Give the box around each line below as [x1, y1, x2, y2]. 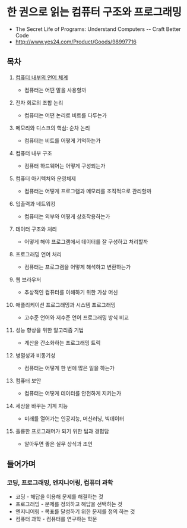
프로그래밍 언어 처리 [15, 250, 62, 257]
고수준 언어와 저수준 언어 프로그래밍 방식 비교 [24, 313, 129, 321]
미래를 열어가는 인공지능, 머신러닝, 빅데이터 [24, 414, 125, 422]
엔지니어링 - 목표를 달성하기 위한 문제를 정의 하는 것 [15, 508, 135, 515]
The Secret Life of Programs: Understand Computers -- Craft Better [15, 25, 181, 33]
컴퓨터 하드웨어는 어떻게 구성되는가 [24, 162, 106, 169]
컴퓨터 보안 [15, 377, 42, 384]
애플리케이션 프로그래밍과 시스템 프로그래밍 [15, 301, 116, 308]
